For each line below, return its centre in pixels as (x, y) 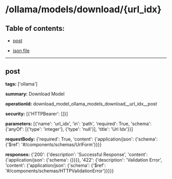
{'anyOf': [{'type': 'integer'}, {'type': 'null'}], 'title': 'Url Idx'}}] (69, 129)
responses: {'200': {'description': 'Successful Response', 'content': (77, 154)
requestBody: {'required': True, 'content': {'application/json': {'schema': (81, 139)
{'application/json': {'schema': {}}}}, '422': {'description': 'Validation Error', (84, 160)
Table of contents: (35, 28)
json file (21, 51)
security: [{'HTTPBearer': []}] (37, 113)
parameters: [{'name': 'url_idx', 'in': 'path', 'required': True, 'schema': (79, 124)
